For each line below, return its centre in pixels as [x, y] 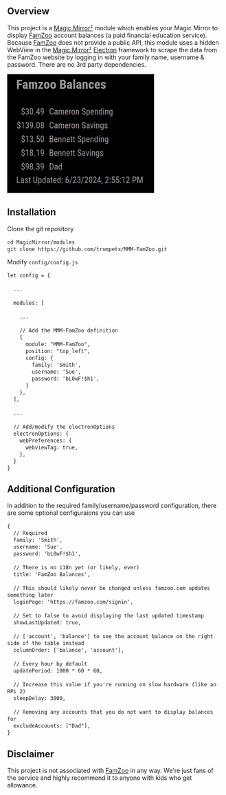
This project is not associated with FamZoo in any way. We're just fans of [111, 771]
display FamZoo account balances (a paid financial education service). [107, 35]
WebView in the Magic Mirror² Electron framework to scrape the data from [112, 50]
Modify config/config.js [43, 262]
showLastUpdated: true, [47, 623]
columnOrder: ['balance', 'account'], [69, 650]
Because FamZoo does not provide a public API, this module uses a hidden [113, 42]
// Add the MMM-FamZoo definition [69, 330]
